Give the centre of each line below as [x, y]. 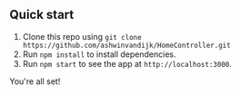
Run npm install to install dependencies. [99, 54]
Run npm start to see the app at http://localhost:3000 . [127, 63]
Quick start [42, 15]
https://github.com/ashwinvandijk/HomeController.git [126, 45]
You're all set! [35, 81]
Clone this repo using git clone [82, 36]
